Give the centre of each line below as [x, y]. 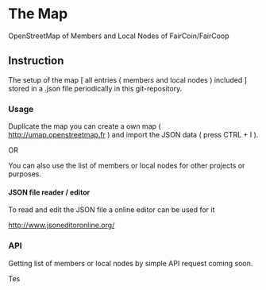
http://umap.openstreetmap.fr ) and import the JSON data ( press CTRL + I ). [133, 135]
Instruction [36, 61]
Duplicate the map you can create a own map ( [85, 126]
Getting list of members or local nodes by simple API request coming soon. [131, 263]
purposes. [25, 174]
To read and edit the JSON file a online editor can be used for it [112, 210]
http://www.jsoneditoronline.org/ [62, 225]
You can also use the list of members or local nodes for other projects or [127, 166]
